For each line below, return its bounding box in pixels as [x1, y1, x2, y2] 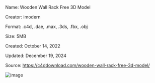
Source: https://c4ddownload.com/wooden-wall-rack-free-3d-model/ [5, 62, 150, 68]
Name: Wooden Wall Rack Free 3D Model [5, 4, 91, 10]
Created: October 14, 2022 [5, 43, 60, 49]
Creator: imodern [5, 14, 41, 19]
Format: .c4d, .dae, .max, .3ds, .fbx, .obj [5, 23, 88, 29]
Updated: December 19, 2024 [5, 52, 66, 58]
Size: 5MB [5, 33, 27, 39]
